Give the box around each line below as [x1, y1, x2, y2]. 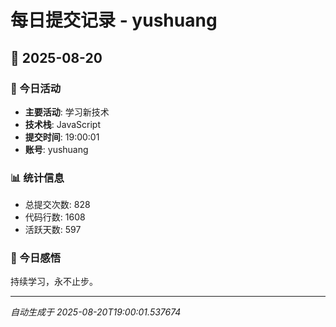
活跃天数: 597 [24, 224, 82, 236]
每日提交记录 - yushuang [10, 9, 218, 32]
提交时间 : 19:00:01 [24, 131, 100, 143]
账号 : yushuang [24, 143, 89, 155]
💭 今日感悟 [10, 251, 62, 265]
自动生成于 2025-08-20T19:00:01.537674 [10, 306, 182, 318]
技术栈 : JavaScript [24, 118, 102, 130]
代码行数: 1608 [24, 211, 86, 223]
